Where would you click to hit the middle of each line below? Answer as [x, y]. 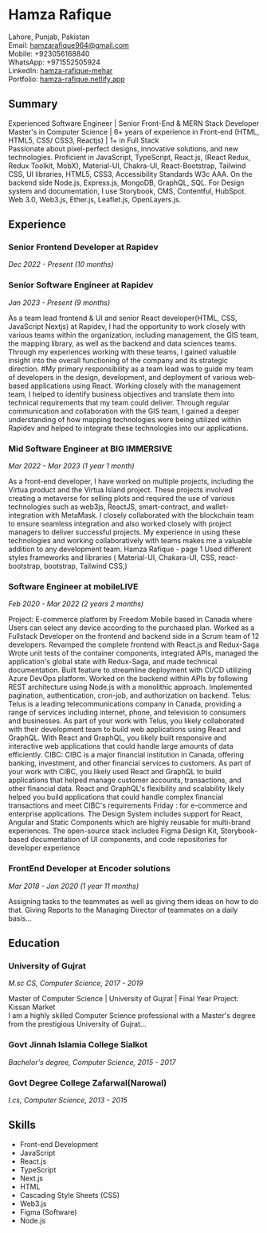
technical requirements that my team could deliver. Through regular [119, 402]
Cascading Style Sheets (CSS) [70, 1195]
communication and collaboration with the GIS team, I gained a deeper [124, 411]
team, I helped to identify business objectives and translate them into [122, 394]
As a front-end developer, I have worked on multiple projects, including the [131, 481]
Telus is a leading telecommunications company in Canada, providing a [125, 704]
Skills [22, 1125]
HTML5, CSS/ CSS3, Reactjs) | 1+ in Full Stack [84, 140]
